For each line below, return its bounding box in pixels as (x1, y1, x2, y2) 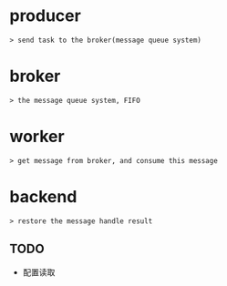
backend (9, 187, 77, 207)
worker (9, 127, 66, 147)
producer (9, 5, 82, 26)
